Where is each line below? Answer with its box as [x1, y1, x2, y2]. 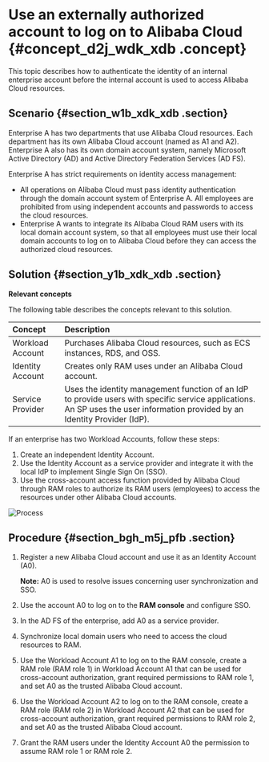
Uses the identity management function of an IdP [64, 383, 249, 394]
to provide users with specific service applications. [64, 393, 256, 405]
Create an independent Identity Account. [19, 450, 155, 459]
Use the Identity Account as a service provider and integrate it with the [19, 458, 254, 467]
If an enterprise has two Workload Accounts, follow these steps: [8, 434, 220, 443]
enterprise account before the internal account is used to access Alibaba [8, 75, 249, 84]
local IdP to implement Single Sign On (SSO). [19, 467, 168, 476]
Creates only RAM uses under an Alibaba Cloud [64, 360, 243, 371]
